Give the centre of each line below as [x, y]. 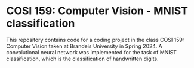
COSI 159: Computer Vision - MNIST [97, 11]
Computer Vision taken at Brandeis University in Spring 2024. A [84, 46]
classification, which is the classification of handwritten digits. [83, 59]
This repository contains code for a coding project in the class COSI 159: [95, 40]
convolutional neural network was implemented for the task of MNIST [92, 52]
